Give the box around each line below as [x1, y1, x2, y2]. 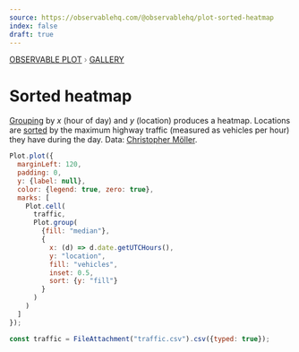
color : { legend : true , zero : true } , [17, 185, 154, 193]
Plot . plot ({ [9, 151, 54, 161]
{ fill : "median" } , [41, 227, 110, 236]
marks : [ [17, 193, 50, 202]
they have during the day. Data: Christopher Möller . [9, 134, 198, 145]
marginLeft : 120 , [17, 160, 82, 169]
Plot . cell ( [25, 202, 66, 210]
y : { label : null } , [17, 176, 87, 185]
